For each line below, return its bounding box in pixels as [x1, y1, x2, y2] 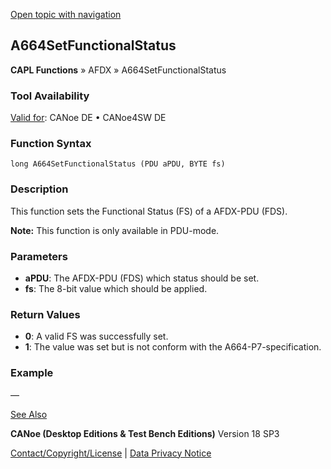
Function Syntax [10, 137, 92, 151]
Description [10, 182, 69, 196]
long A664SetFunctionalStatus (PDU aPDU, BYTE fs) [10, 159, 226, 169]
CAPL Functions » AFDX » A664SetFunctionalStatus [10, 64, 227, 76]
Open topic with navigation [10, 9, 122, 20]
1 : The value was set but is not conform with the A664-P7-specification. [24, 341, 322, 353]
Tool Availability [10, 89, 90, 103]
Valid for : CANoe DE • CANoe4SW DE [10, 112, 167, 124]
